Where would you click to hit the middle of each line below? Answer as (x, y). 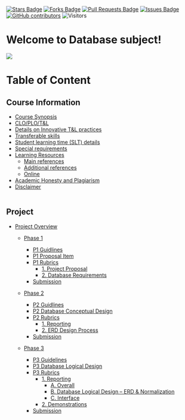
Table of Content (49, 80)
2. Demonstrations (64, 404)
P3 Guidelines (50, 359)
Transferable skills (37, 135)
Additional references (50, 167)
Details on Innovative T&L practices (58, 129)
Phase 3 (34, 348)
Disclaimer (28, 186)
